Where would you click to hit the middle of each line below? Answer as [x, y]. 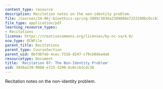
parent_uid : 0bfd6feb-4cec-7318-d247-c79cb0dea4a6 [57, 54]
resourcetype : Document [29, 59]
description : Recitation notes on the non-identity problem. [68, 14]
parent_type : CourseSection [33, 50]
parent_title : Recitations [32, 45]
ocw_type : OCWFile [24, 41]
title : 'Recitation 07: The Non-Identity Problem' [57, 63]
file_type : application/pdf [33, 23]
